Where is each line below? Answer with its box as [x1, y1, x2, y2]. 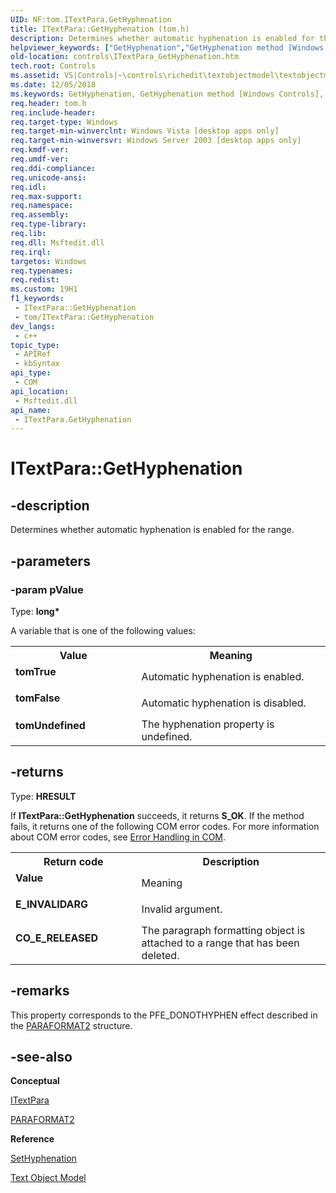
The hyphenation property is [141, 717, 275, 731]
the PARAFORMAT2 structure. [10, 1019, 133, 1031]
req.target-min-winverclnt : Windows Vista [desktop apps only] [10, 126, 280, 136]
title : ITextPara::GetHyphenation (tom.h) [10, 24, 190, 34]
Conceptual [10, 1075, 60, 1087]
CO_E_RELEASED [15, 931, 99, 945]
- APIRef [14, 349, 52, 360]
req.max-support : [10, 191, 83, 201]
